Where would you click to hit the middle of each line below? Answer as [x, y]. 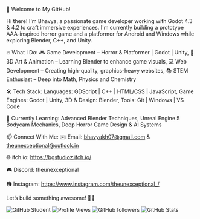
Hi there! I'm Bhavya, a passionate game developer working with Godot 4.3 [99, 21]
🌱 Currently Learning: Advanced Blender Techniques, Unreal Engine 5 [93, 118]
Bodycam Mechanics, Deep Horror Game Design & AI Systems [84, 125]
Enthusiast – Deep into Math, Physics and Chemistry [71, 79]
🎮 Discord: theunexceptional [43, 170]
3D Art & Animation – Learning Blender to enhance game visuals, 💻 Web [97, 61]
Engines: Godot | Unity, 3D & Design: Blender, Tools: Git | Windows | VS [95, 100]
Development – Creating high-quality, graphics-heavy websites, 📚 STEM [97, 70]
